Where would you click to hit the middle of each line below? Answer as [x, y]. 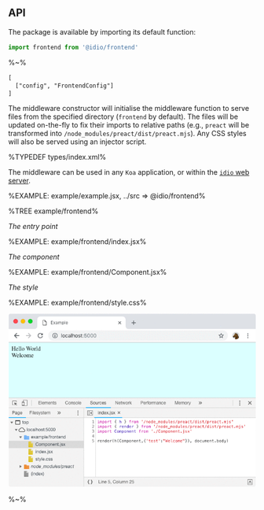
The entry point [33, 226]
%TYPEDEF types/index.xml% [57, 157]
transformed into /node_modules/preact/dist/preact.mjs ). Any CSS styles [127, 133]
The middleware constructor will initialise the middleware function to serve [129, 108]
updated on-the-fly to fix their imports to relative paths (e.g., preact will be [129, 124]
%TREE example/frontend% [53, 211]
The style [23, 287]
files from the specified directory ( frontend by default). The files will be [123, 116]
